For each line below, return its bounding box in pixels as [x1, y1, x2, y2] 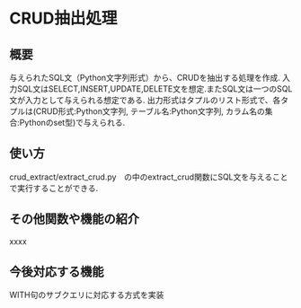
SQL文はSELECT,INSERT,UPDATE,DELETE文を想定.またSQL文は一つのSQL [16, 84, 293, 94]
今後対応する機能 [9, 264, 104, 279]
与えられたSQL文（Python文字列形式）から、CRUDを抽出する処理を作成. [9, 73, 280, 83]
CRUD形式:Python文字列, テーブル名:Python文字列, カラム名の [35, 106, 265, 117]
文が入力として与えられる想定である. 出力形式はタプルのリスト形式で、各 [9, 95, 281, 105]
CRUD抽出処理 [9, 8, 118, 29]
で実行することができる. [9, 182, 99, 193]
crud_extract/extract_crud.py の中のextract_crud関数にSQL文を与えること [9, 172, 289, 182]
